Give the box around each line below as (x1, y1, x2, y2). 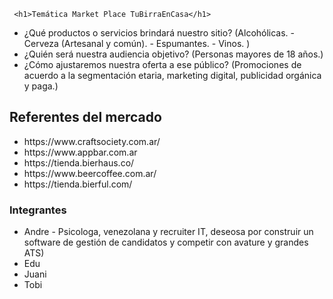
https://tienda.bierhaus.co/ (23, 156, 135, 169)
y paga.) (23, 80, 59, 92)
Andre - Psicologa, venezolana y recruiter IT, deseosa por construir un (23, 226, 314, 238)
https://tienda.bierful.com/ (23, 178, 133, 190)
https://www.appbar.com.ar (23, 146, 138, 158)
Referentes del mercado (9, 109, 162, 126)
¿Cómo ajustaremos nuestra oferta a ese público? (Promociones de (23, 59, 302, 70)
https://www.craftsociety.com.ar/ (23, 135, 161, 147)
